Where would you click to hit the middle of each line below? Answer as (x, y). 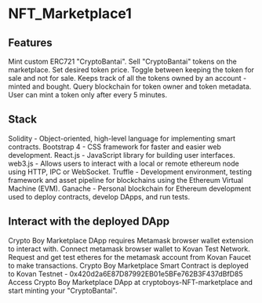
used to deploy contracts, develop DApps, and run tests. (99, 196)
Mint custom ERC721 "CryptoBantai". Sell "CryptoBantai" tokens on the (122, 61)
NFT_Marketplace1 (70, 14)
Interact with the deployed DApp (89, 222)
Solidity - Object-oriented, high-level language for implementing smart (122, 138)
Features (30, 43)
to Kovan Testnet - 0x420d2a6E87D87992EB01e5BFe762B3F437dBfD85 (126, 274)
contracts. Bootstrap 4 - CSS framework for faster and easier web (115, 147)
